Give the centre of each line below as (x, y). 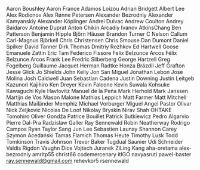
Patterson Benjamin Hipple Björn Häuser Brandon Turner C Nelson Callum (97, 34)
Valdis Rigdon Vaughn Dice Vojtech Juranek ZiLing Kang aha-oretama (92, 148)
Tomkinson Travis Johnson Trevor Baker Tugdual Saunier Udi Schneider (95, 142)
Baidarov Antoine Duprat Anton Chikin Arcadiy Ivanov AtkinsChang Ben (94, 27)
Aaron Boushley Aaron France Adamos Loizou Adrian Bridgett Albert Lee (96, 9)
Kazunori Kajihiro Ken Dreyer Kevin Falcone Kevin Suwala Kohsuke (88, 85)
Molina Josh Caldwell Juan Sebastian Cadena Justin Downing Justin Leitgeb (100, 78)
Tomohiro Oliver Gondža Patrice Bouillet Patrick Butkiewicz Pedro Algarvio (98, 116)
